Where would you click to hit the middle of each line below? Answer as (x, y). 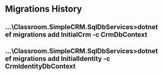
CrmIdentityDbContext (40, 66)
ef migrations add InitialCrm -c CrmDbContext (76, 34)
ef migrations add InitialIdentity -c (58, 59)
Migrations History (44, 9)
